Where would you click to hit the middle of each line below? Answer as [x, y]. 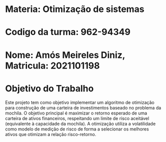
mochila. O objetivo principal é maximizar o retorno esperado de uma [76, 113]
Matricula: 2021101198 [53, 65]
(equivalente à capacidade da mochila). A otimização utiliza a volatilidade [81, 123]
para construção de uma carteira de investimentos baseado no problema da [83, 107]
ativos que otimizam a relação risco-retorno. [51, 134]
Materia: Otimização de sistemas [75, 9]
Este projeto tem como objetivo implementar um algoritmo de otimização [80, 102]
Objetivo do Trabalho [49, 88]
